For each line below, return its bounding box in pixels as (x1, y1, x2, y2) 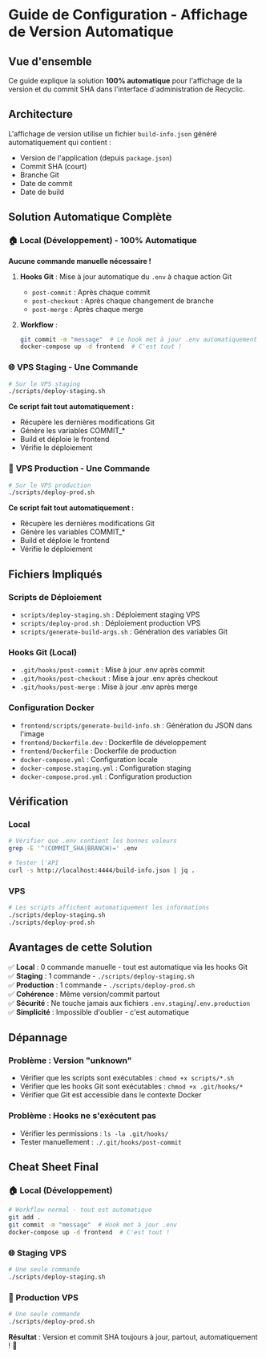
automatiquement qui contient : (8, 137, 112, 147)
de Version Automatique (8, 22, 174, 41)
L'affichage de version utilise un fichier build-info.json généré (8, 128, 218, 138)
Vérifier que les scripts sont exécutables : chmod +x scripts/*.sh (19, 1073, 235, 1083)
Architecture (8, 107, 74, 121)
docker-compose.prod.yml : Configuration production (19, 772, 192, 781)
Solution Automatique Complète (8, 210, 172, 224)
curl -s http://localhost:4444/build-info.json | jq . (8, 866, 195, 874)
